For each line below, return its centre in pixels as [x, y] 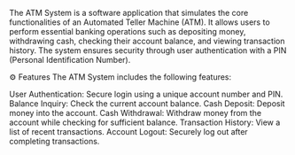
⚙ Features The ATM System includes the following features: [120, 77]
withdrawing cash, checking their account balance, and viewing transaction [147, 41]
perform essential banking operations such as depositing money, [128, 31]
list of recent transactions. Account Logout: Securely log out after [128, 132]
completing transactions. [54, 141]
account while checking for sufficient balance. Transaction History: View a [145, 122]
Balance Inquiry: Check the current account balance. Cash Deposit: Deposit [147, 104]
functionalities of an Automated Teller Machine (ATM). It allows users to [140, 22]
